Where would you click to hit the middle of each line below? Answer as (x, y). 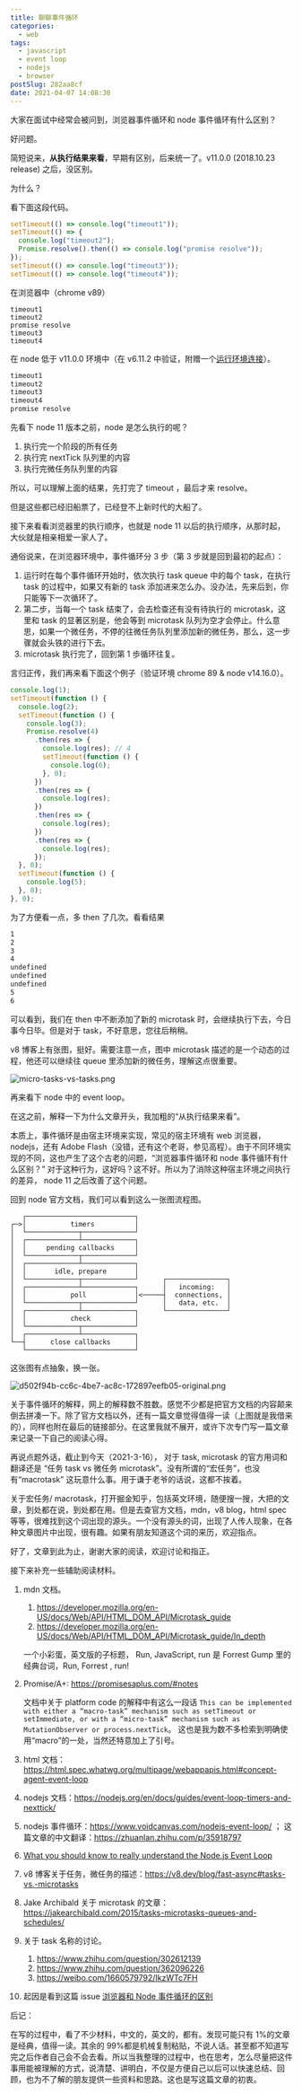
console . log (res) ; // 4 (86, 749)
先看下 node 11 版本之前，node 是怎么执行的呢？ (99, 427)
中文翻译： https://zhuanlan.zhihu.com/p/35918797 (148, 1837)
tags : (20, 43)
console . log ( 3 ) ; (57, 724)
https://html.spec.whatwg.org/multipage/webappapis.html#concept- (150, 1769)
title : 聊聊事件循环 (44, 18)
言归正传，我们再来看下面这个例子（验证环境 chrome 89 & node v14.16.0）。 (149, 673)
